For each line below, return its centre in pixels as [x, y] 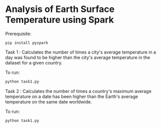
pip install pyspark [27, 43]
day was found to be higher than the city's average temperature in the [78, 57]
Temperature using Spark [60, 20]
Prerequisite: [18, 33]
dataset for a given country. [34, 62]
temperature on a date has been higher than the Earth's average [72, 96]
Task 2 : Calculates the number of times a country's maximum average [78, 91]
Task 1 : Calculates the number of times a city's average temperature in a [81, 52]
